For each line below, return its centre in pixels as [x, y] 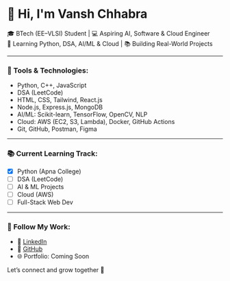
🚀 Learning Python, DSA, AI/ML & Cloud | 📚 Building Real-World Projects [110, 43]
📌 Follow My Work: [39, 227]
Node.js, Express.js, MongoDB [60, 107]
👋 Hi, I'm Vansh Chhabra [77, 14]
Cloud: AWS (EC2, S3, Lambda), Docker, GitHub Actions [96, 122]
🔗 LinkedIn [32, 242]
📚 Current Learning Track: [52, 154]
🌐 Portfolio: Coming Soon [53, 256]
